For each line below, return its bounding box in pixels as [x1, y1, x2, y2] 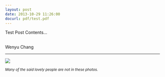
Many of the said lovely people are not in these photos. [5, 67, 98, 72]
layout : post [5, 7, 32, 12]
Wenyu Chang [5, 44, 34, 50]
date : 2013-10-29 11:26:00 [5, 12, 60, 17]
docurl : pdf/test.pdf [5, 16, 50, 21]
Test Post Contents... [5, 30, 48, 36]
